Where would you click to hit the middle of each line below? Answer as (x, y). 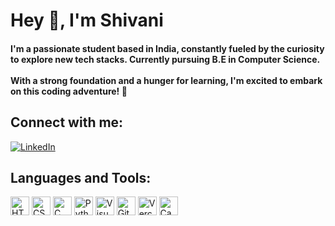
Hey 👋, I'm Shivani (87, 20)
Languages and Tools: (81, 177)
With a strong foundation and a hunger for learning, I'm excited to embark (166, 80)
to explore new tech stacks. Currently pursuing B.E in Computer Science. (165, 59)
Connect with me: (67, 122)
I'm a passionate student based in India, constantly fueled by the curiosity (167, 48)
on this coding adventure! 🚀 (69, 91)
